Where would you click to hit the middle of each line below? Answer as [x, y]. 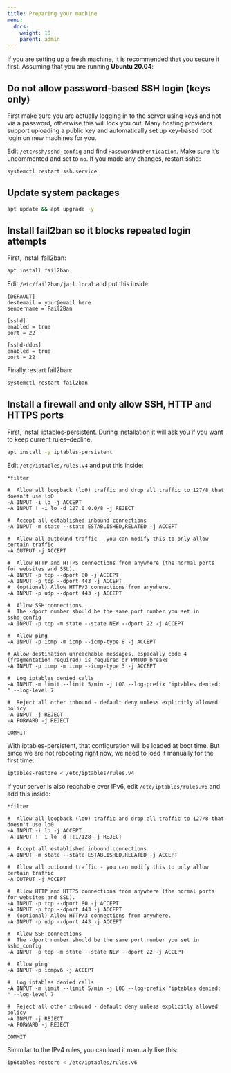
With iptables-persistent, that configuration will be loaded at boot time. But [113, 745]
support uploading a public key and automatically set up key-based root [110, 130]
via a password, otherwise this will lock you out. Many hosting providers [110, 123]
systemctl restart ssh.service [52, 171]
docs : [21, 26]
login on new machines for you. [52, 138]
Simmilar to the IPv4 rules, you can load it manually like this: [93, 1049]
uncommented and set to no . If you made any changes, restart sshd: [104, 158]
